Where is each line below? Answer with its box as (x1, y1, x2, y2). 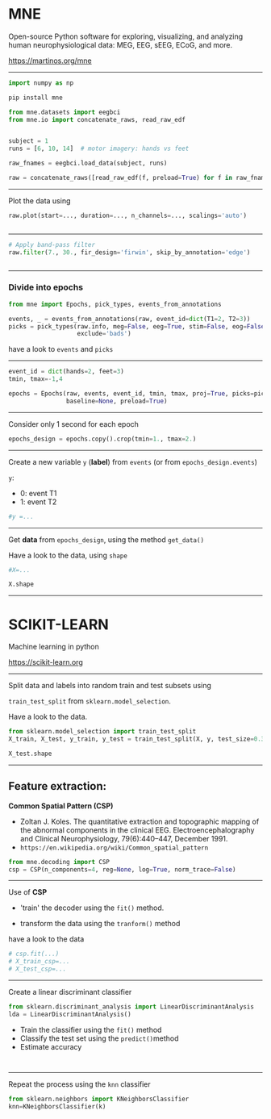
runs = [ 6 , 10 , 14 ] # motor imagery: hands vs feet (8, 144, 190, 153)
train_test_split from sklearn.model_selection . (8, 696, 172, 706)
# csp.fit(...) (8, 950, 60, 958)
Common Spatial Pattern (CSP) (8, 800, 114, 811)
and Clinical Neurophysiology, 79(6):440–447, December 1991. (19, 833, 228, 843)
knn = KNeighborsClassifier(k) (8, 1102, 106, 1110)
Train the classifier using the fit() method (19, 1025, 162, 1034)
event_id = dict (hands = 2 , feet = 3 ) (8, 368, 125, 376)
